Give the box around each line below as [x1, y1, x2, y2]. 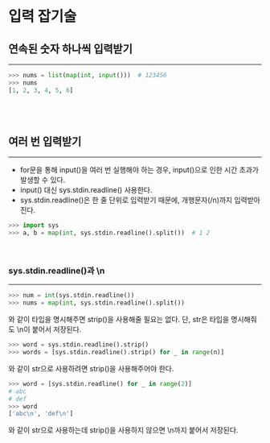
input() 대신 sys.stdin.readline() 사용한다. [19, 185, 153, 195]
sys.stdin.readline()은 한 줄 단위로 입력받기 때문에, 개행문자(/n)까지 [19, 195, 233, 205]
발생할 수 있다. [19, 175, 66, 185]
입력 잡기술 [8, 7, 77, 26]
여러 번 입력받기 [8, 135, 82, 149]
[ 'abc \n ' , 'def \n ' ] [8, 410, 74, 418]
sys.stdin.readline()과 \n [8, 265, 105, 276]
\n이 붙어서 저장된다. [16, 325, 82, 334]
